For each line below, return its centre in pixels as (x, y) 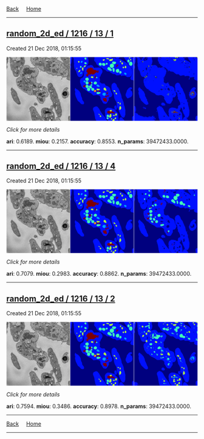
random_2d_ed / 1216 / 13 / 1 (60, 34)
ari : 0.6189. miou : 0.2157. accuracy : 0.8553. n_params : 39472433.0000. (97, 141)
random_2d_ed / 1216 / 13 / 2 (61, 298)
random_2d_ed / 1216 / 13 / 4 (61, 166)
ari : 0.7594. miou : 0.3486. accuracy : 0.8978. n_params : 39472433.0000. (99, 406)
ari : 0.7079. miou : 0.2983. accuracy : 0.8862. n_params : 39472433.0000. (99, 274)
